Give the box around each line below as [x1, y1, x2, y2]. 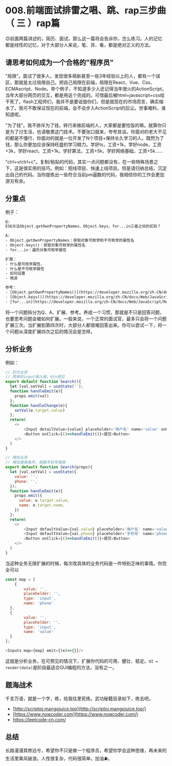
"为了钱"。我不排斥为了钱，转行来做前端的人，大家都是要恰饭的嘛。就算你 [5, 122, 162, 128]
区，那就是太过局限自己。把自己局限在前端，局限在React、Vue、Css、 [5, 79, 155, 85]
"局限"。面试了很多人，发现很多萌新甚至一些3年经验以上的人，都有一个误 [5, 73, 160, 79]
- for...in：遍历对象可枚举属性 [5, 247, 67, 253]
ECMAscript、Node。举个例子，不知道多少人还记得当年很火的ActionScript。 [5, 86, 167, 92]
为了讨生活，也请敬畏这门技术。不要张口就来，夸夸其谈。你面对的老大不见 [9, 129, 167, 135]
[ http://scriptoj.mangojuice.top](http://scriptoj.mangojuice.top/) [12, 706, 146, 712]
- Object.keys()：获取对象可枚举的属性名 [5, 243, 86, 248]
